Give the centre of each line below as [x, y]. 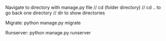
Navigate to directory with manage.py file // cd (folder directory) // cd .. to [83, 7]
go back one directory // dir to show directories [55, 13]
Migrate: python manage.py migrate [43, 23]
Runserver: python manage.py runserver [48, 33]
